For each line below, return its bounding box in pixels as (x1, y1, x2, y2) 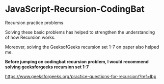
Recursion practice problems (5, 20, 64, 26)
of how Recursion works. (5, 34, 55, 40)
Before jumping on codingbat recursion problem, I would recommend (5, 58, 149, 64)
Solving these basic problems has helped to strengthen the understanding (5, 29, 155, 35)
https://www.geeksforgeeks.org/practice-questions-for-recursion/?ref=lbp (5, 73, 157, 79)
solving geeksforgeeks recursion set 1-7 (5, 64, 89, 70)
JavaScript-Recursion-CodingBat (5, 3, 145, 15)
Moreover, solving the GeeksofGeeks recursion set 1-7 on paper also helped (5, 44, 160, 50)
